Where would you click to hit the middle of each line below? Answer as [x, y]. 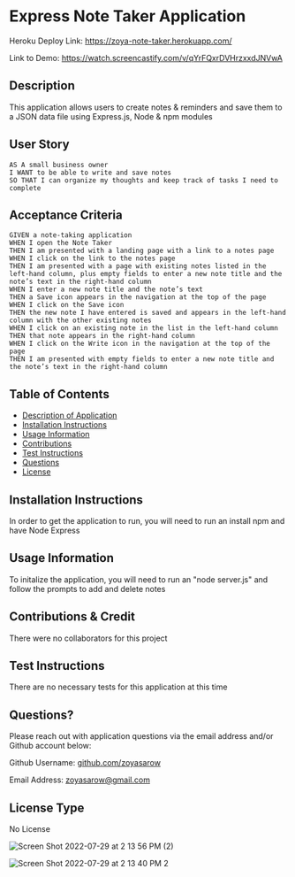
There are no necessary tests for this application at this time [118, 687]
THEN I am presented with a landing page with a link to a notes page [142, 251]
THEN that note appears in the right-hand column [102, 336]
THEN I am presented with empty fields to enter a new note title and [142, 359]
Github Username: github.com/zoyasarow [85, 763]
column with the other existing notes [80, 320]
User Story [39, 145]
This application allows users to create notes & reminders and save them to [146, 107]
